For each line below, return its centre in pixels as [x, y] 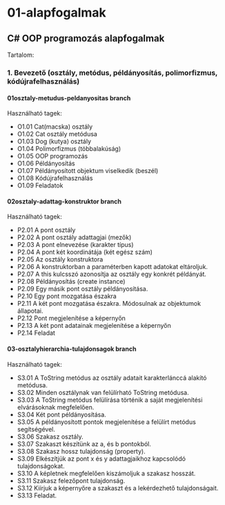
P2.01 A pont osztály [46, 230]
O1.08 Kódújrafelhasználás [55, 178]
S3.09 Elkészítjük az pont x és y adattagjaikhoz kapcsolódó [101, 459]
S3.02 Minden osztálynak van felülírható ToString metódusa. [103, 392]
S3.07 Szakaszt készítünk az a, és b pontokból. [84, 443]
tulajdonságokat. [41, 466]
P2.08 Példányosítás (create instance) [71, 282]
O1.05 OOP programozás [52, 156]
